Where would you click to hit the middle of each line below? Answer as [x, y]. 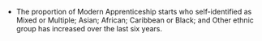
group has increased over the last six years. [89, 29]
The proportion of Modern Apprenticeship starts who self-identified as [134, 12]
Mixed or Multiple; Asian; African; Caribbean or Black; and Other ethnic [135, 20]
